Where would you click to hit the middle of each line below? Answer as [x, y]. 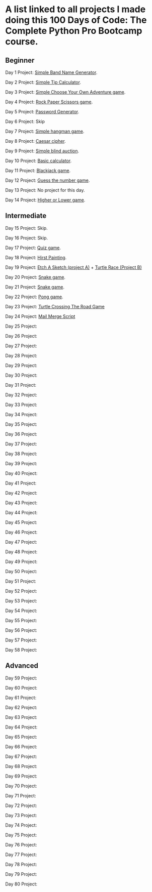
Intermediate [26, 216]
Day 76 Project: [21, 844]
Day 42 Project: [21, 493]
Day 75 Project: [21, 835]
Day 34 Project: [21, 414]
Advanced [22, 666]
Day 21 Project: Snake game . [35, 287]
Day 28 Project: [21, 355]
